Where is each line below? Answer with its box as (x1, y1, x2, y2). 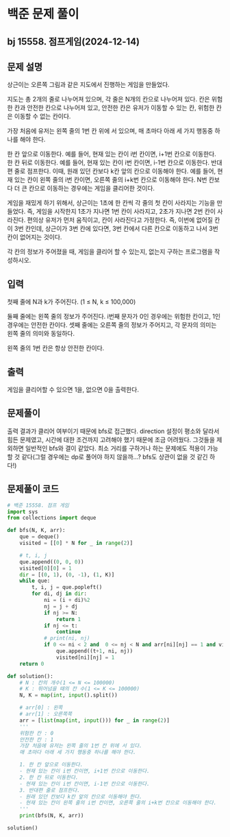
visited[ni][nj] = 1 (55, 654, 115, 661)
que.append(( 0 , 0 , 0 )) (19, 558, 84, 566)
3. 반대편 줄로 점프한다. (19, 786, 81, 794)
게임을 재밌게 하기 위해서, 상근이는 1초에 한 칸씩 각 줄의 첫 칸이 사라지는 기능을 (7, 199, 216, 207)
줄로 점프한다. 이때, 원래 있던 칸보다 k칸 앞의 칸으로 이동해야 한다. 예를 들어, (14, 167, 216, 175)
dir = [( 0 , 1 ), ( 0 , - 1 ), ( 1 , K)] (19, 571, 115, 578)
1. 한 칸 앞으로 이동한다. (19, 762, 84, 768)
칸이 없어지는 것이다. (7, 233, 62, 241)
